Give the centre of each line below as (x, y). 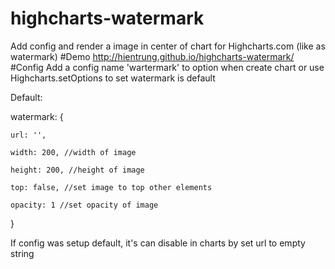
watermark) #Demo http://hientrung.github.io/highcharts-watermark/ (152, 56)
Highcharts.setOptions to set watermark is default (113, 78)
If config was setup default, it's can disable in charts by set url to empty (158, 243)
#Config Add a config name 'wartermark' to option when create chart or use (167, 67)
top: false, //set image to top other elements (111, 187)
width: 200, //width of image (73, 152)
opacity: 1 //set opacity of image (84, 205)
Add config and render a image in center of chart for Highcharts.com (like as (168, 46)
